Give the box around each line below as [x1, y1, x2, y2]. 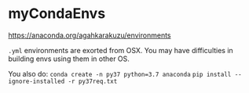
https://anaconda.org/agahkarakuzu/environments [8, 30, 171, 40]
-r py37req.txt [68, 77, 118, 85]
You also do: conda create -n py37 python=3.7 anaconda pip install [8, 69, 232, 78]
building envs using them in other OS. [8, 54, 130, 63]
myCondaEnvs [8, 5, 106, 23]
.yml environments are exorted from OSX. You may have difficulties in [8, 45, 233, 55]
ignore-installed [8, 77, 65, 85]
